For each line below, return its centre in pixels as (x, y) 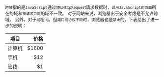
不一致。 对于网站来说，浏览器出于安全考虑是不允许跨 (103, 13)
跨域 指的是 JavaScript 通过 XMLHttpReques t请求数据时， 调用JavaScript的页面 (79, 7)
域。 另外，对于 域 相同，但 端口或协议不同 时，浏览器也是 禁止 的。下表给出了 (78, 19)
